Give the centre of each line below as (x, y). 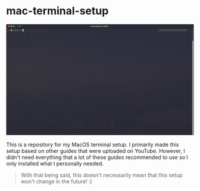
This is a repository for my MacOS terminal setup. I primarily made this (93, 145)
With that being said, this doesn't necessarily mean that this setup (101, 175)
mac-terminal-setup (57, 11)
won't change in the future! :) (56, 181)
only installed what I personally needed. (55, 164)
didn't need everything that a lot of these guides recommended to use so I (97, 157)
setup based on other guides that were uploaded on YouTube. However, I (96, 151)
